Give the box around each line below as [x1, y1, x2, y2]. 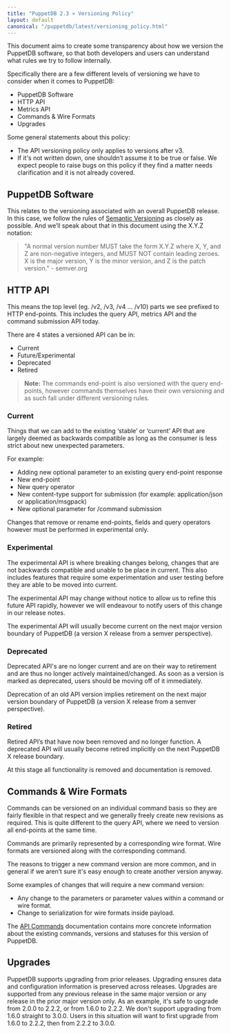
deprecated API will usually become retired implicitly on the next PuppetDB [7, 745, 221, 753]
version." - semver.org [23, 264, 88, 272]
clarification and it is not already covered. [17, 168, 136, 177]
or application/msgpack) [17, 497, 88, 506]
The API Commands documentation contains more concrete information [7, 922, 212, 930]
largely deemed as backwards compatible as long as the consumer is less [7, 434, 217, 442]
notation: [7, 229, 32, 237]
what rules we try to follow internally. [7, 57, 112, 65]
